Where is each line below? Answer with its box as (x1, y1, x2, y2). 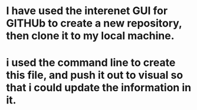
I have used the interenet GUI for (6, 4, 168, 18)
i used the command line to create (6, 56, 176, 69)
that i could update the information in (6, 81, 192, 95)
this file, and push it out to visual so (6, 69, 183, 82)
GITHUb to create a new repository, (6, 16, 182, 30)
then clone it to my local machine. (6, 29, 175, 42)
